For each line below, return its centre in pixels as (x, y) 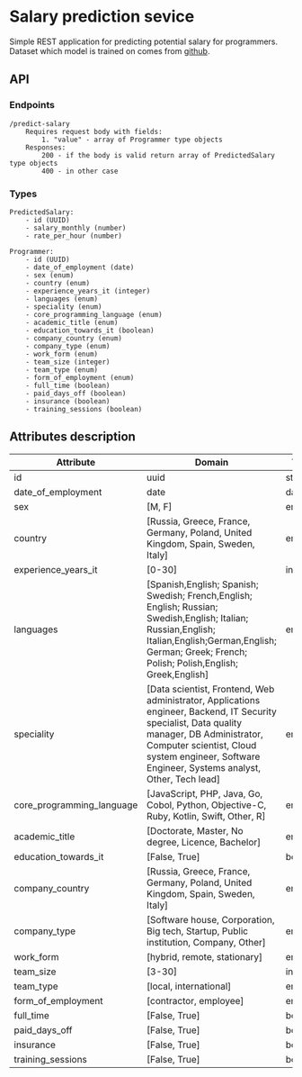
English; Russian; (182, 607)
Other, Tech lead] (183, 779)
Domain (212, 462)
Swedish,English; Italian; (198, 618)
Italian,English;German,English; (212, 640)
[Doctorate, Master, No (195, 830)
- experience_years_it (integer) (88, 291)
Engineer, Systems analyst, (204, 767)
